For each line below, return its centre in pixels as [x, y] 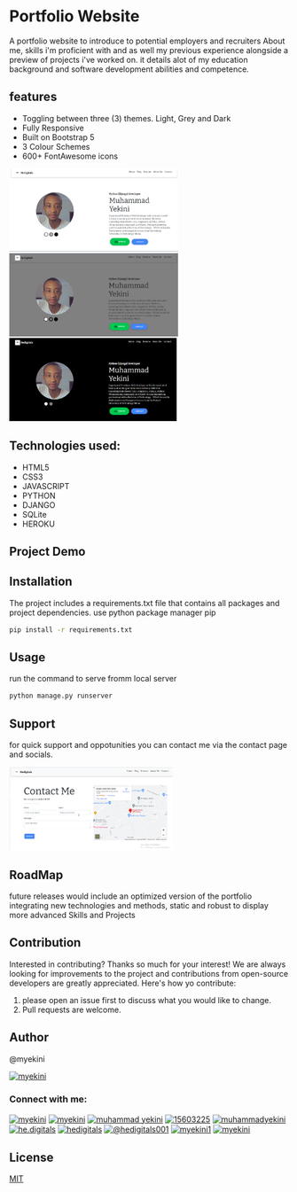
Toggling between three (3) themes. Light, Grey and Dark [126, 118]
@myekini [27, 1059]
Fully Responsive [53, 128]
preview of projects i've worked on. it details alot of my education [129, 59]
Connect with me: [48, 1099]
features [33, 97]
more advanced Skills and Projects [72, 915]
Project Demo [47, 551]
